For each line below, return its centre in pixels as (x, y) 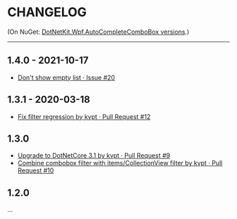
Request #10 (36, 170)
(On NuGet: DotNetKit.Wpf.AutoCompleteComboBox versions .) (98, 32)
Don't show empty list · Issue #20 (66, 77)
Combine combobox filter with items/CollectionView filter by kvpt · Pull (120, 163)
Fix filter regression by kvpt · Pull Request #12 (84, 116)
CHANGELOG (47, 12)
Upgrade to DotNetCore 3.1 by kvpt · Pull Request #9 (94, 156)
